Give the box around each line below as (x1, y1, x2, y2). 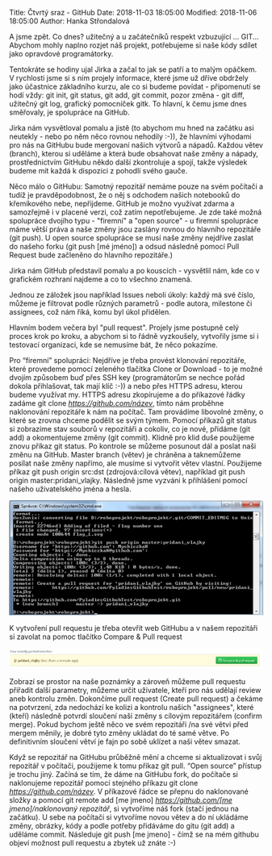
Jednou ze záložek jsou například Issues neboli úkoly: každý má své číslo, (9, 290, 256, 299)
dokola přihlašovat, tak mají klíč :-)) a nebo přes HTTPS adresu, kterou (9, 382, 243, 390)
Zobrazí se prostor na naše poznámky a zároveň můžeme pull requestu (9, 677, 246, 687)
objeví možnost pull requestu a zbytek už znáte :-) (9, 838, 177, 848)
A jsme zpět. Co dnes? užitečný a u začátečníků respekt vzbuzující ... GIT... (9, 32, 259, 41)
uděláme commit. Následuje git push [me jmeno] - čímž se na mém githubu (9, 829, 259, 839)
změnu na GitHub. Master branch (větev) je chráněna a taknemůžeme (9, 450, 241, 459)
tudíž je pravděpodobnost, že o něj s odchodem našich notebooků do (9, 190, 241, 199)
